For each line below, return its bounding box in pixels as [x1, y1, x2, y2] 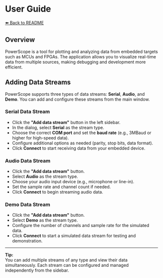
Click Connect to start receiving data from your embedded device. [12, 145, 146, 151]
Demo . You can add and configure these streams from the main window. [5, 96, 150, 102]
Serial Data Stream [5, 108, 50, 115]
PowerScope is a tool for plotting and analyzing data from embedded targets [5, 49, 158, 54]
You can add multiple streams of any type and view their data [5, 257, 128, 263]
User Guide [5, 3, 51, 15]
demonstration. [12, 238, 43, 244]
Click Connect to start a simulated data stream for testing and [12, 233, 136, 239]
